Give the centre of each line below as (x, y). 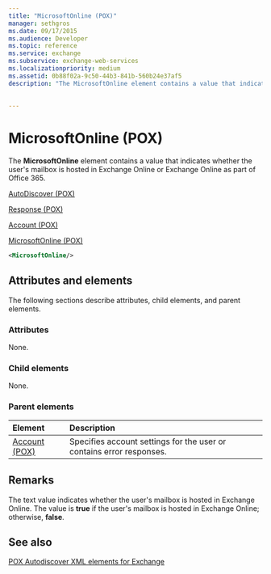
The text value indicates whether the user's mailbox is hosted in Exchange (132, 500)
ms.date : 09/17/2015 (43, 31)
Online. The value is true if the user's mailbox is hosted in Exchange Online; (134, 508)
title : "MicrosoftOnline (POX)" (63, 16)
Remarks (31, 481)
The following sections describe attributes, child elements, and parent (124, 300)
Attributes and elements (71, 281)
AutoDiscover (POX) (42, 194)
